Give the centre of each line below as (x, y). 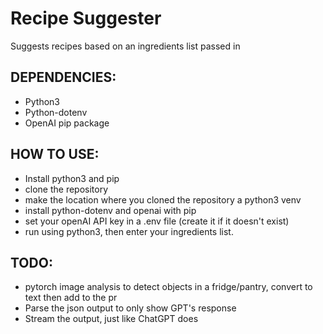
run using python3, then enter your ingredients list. (129, 231)
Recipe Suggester (86, 18)
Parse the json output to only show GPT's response (130, 308)
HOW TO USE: (55, 154)
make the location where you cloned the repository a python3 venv (163, 199)
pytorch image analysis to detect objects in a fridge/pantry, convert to (168, 287)
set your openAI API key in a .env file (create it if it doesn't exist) (157, 221)
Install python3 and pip (72, 178)
